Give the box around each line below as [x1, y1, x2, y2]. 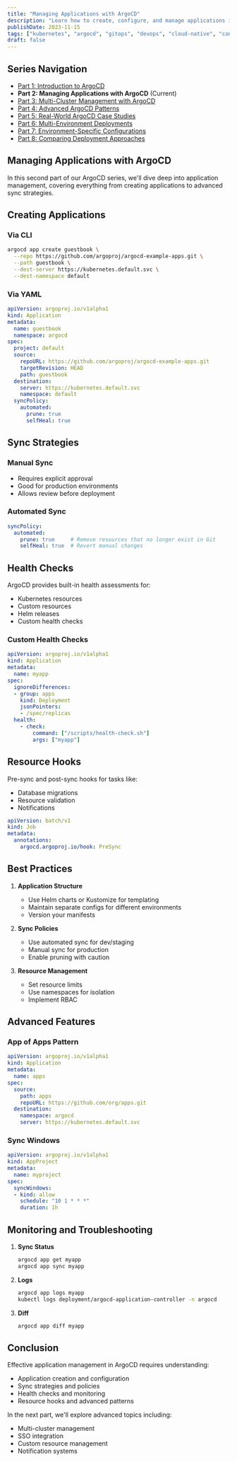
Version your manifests [28, 910, 95, 919]
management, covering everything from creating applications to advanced [7, 181, 224, 190]
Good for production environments [17, 482, 119, 490]
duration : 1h [20, 1204, 59, 1212]
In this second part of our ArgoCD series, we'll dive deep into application [7, 173, 219, 182]
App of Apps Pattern [7, 1037, 79, 1047]
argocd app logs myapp [17, 1289, 85, 1296]
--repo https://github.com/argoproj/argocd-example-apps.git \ [13, 253, 203, 260]
